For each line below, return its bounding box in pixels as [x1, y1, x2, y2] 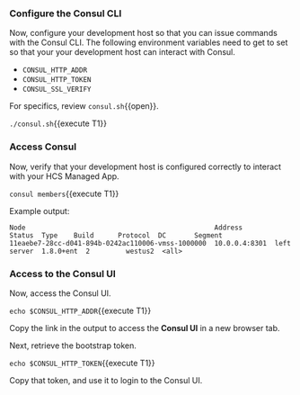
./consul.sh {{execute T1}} [9, 118, 108, 129]
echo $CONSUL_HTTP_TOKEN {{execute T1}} [9, 357, 155, 368]
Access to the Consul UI [9, 267, 117, 280]
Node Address [9, 223, 243, 232]
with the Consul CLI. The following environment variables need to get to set [9, 37, 288, 48]
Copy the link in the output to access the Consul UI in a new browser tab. [9, 322, 280, 333]
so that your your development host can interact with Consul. [9, 47, 236, 58]
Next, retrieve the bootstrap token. [9, 340, 137, 351]
